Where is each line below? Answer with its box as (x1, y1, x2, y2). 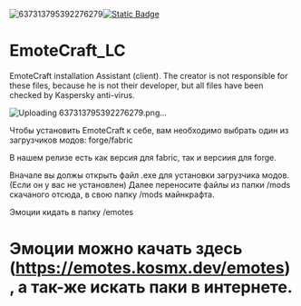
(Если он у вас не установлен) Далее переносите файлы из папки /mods (9, 179, 291, 190)
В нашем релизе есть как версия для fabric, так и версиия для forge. (9, 152, 277, 163)
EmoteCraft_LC (9, 41, 126, 61)
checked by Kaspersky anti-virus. (9, 89, 135, 100)
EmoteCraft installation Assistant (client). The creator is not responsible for (9, 70, 288, 81)
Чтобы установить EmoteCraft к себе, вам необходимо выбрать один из (9, 124, 289, 135)
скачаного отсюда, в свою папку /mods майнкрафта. (9, 189, 215, 200)
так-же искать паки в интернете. (31, 277, 293, 298)
